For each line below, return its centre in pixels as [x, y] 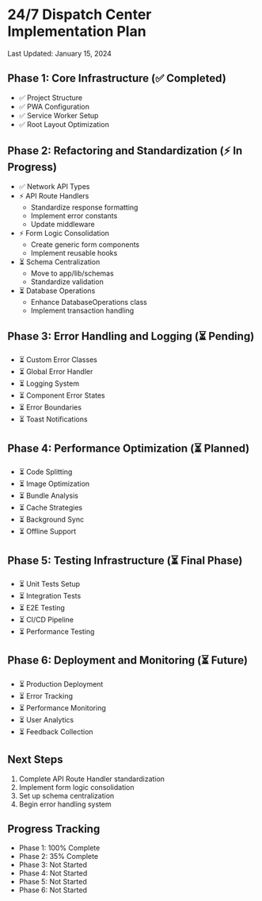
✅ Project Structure [51, 98]
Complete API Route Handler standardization [92, 779]
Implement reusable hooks [74, 252]
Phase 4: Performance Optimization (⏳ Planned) [129, 448]
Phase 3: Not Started [53, 865]
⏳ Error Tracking [46, 695]
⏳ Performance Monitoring [62, 707]
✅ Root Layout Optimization [64, 124]
